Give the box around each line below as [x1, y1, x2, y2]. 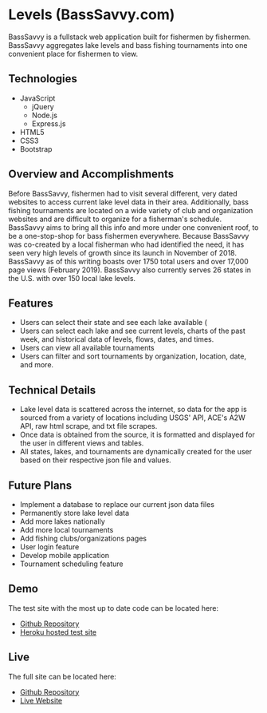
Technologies [8, 72, 78, 85]
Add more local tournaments [19, 525, 114, 534]
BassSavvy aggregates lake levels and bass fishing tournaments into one [8, 40, 248, 50]
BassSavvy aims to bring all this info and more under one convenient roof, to [8, 222, 259, 232]
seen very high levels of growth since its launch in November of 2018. [8, 248, 238, 257]
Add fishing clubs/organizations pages [19, 533, 147, 543]
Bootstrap [19, 144, 53, 153]
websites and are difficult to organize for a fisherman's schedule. [8, 214, 222, 224]
